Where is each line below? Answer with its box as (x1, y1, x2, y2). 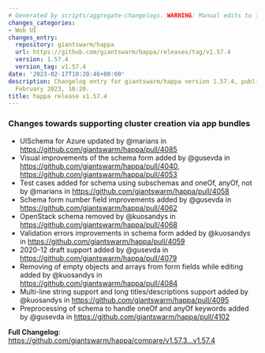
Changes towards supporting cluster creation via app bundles (8, 118, 251, 129)
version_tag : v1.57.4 (15, 63, 87, 71)
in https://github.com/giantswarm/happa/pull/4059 (19, 236, 185, 246)
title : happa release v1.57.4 (8, 92, 108, 100)
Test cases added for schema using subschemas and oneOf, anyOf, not (19, 178, 252, 188)
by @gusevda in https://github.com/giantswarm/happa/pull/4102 (19, 312, 230, 321)
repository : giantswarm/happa (15, 41, 114, 49)
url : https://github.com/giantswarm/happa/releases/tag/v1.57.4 (15, 48, 231, 56)
